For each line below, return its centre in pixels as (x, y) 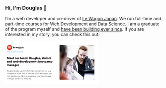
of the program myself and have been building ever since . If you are (75, 29)
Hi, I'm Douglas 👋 (26, 8)
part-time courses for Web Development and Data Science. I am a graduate (82, 24)
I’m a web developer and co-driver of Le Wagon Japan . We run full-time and (83, 19)
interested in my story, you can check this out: (52, 35)
